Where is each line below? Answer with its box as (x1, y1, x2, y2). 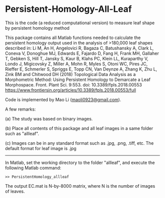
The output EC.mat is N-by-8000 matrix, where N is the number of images (5, 183, 156, 189)
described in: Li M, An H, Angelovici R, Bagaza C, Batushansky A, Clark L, (5, 45, 154, 51)
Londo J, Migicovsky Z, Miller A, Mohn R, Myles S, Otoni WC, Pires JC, (5, 61, 148, 67)
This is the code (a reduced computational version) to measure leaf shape (5, 20, 155, 26)
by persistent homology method (5, 25, 70, 31)
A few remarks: (5, 106, 36, 112)
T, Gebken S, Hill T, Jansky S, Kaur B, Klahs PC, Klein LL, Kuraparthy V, (5, 55, 149, 61)
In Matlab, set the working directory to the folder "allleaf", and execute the (5, 159, 155, 165)
